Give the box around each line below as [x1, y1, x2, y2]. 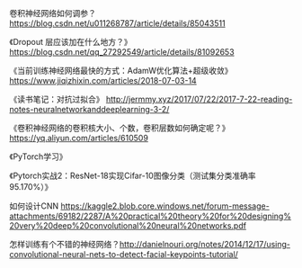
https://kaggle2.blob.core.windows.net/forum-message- [60, 201, 270, 211]
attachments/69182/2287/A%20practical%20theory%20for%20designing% [9, 210, 292, 221]
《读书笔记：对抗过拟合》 [9, 94, 104, 104]
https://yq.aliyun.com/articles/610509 [9, 133, 148, 143]
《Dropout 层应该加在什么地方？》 [9, 37, 132, 47]
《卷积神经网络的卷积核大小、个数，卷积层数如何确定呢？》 [9, 122, 230, 133]
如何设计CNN [9, 201, 59, 211]
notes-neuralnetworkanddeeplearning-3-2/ [9, 104, 170, 114]
